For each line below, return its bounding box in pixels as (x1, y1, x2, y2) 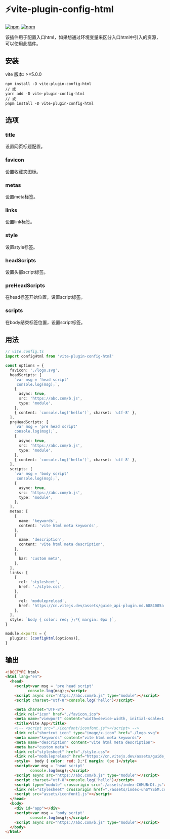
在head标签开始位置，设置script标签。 (5, 294, 86, 300)
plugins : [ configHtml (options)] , (10, 635, 80, 641)
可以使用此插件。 (5, 41, 41, 47)
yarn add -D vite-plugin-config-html (5, 91, 85, 96)
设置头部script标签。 (5, 269, 49, 275)
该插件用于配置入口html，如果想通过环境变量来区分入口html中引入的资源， (5, 34, 161, 40)
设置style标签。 (5, 244, 38, 250)
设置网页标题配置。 (5, 143, 46, 149)
